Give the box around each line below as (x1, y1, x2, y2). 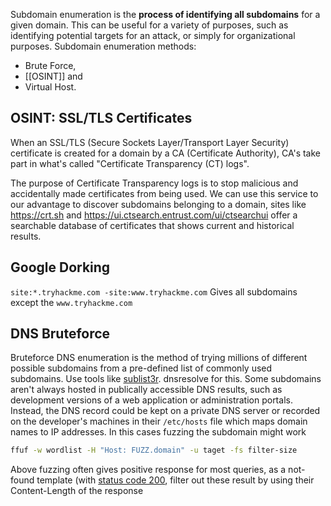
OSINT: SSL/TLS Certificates (10, 110, 193, 127)
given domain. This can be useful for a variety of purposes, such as (10, 19, 289, 31)
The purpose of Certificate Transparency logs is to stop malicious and (10, 177, 299, 189)
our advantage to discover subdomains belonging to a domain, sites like (10, 198, 307, 210)
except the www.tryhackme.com (10, 296, 133, 308)
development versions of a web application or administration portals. (10, 394, 293, 406)
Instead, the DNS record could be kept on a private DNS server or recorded (10, 405, 321, 417)
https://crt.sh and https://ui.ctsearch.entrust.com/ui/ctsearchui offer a (10, 209, 298, 221)
